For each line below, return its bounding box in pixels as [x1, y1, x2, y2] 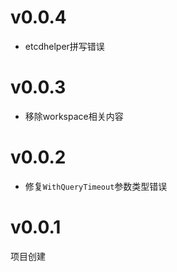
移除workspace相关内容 [24, 110, 124, 122]
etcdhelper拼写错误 [24, 40, 105, 52]
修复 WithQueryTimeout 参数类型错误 [24, 180, 168, 192]
